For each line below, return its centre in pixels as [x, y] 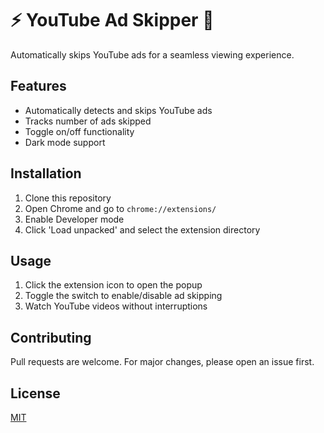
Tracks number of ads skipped [88, 121]
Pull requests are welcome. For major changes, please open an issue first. [162, 362]
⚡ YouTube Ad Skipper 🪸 [112, 20]
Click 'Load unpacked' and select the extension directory [142, 229]
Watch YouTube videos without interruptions [116, 306]
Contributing [51, 337]
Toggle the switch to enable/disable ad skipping [123, 296]
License [35, 393]
